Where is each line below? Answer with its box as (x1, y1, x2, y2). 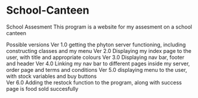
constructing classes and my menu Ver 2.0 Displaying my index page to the (6, 47, 192, 54)
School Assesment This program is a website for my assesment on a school (6, 23, 193, 30)
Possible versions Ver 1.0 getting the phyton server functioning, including (6, 41, 186, 48)
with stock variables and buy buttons (6, 72, 97, 80)
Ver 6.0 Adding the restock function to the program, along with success (6, 78, 182, 86)
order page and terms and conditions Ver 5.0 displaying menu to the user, (6, 66, 187, 73)
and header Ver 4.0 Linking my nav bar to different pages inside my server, (6, 60, 190, 67)
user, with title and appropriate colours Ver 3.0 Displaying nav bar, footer (6, 53, 185, 61)
